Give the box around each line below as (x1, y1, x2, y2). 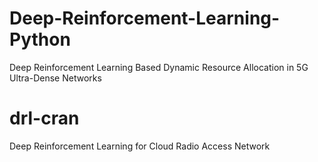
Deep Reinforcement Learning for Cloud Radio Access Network (9, 140, 271, 152)
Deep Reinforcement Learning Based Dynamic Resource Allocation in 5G (9, 61, 309, 73)
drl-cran (9, 107, 80, 130)
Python (9, 28, 71, 51)
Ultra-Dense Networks (9, 72, 102, 84)
